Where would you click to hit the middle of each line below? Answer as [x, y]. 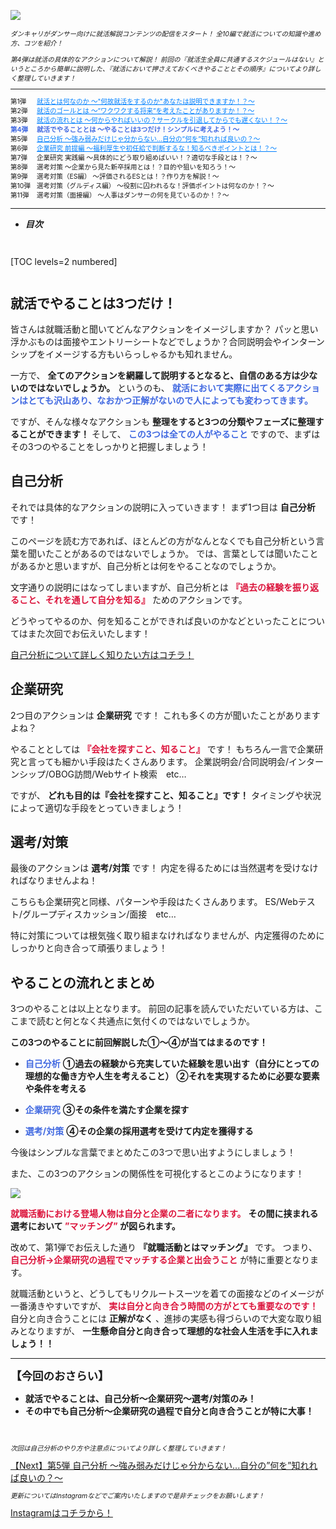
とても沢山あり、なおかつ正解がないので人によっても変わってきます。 [170, 400]
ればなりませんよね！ [54, 881]
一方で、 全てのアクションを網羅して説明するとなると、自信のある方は [155, 375]
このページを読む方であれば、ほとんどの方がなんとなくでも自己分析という [163, 541]
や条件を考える [55, 1089]
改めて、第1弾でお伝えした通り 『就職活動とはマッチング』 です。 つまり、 [164, 1247]
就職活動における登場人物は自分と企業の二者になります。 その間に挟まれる [164, 1214]
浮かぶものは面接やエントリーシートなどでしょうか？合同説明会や [146, 341]
